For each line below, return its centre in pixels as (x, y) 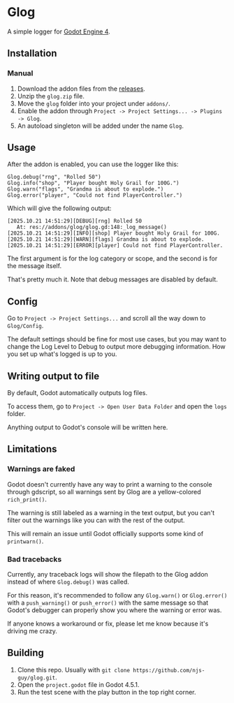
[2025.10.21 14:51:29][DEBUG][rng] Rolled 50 (74, 221)
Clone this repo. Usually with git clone (74, 669)
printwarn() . (25, 541)
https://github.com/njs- (169, 670)
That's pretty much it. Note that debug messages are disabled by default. (112, 279)
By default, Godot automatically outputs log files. (78, 393)
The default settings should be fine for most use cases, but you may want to (117, 339)
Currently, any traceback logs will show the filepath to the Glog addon (108, 575)
